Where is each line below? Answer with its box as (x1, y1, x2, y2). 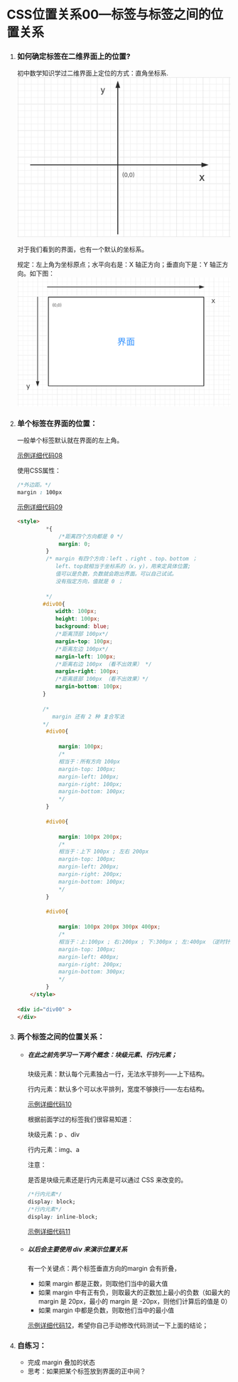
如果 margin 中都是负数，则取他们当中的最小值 (38, 1306, 175, 1314)
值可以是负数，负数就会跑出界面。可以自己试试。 (55, 570, 178, 577)
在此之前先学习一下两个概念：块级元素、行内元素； (27, 1051, 178, 1059)
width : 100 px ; (55, 608, 97, 615)
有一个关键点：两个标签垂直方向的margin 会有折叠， (27, 1264, 180, 1272)
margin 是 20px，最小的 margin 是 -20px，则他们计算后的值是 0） (38, 1297, 232, 1305)
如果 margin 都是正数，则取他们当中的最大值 (38, 1279, 168, 1287)
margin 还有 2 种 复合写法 (52, 713, 125, 720)
